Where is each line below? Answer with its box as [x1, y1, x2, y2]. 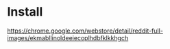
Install [7, 4, 43, 20]
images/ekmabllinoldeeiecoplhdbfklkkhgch [7, 33, 129, 42]
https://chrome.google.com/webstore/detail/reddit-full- [7, 27, 163, 35]
